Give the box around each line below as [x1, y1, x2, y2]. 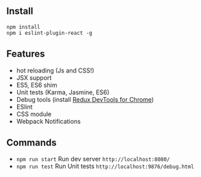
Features [6, 48, 45, 60]
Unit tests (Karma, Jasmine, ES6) [16, 88, 110, 96]
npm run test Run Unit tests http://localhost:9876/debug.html [16, 162, 194, 170]
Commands [6, 137, 57, 149]
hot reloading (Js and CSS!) [16, 66, 95, 74]
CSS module [16, 109, 52, 118]
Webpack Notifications [16, 117, 81, 125]
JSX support [16, 73, 52, 81]
